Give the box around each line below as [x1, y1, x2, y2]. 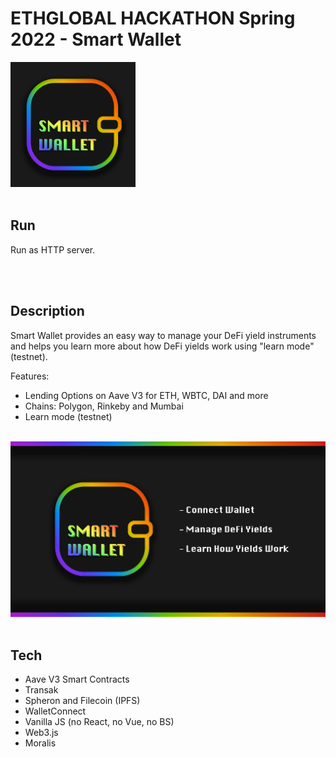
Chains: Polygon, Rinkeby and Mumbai [24, 400, 184, 412]
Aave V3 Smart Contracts [24, 673, 130, 686]
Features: [10, 370, 50, 382]
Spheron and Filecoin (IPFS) [24, 695, 141, 707]
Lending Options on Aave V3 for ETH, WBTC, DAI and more [24, 389, 269, 401]
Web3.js [24, 727, 59, 739]
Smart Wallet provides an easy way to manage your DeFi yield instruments [10, 329, 317, 341]
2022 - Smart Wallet [10, 28, 182, 51]
